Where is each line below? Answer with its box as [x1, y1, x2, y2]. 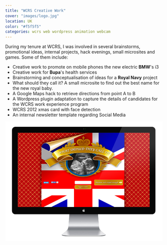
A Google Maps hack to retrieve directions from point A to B [12, 91, 136, 97]
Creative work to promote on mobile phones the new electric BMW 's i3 [12, 64, 159, 70]
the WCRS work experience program [12, 101, 88, 107]
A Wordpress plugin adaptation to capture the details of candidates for [12, 96, 158, 102]
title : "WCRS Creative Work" [5, 8, 66, 13]
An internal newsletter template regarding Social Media [12, 112, 126, 118]
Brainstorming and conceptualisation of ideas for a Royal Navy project [12, 75, 157, 81]
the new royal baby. [12, 85, 53, 91]
